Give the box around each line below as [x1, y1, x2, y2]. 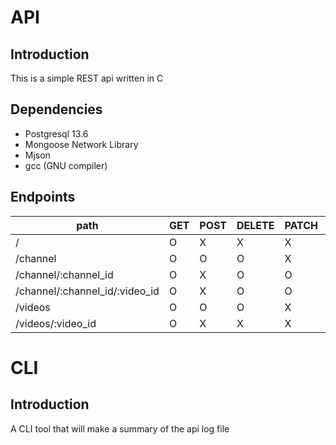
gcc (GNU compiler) [24, 159, 108, 171]
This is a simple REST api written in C [10, 72, 164, 84]
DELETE [236, 218, 275, 232]
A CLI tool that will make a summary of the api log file [10, 422, 230, 435]
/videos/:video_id [15, 316, 97, 330]
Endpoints [10, 189, 76, 206]
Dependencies [10, 101, 103, 118]
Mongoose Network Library [24, 138, 139, 150]
